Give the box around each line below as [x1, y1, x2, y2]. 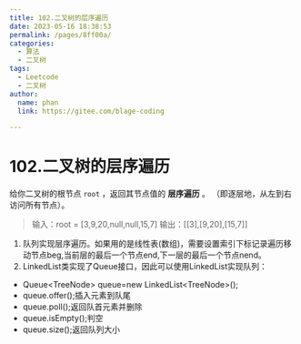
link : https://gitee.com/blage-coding [17, 106, 166, 116]
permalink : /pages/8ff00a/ [9, 30, 112, 39]
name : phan [17, 97, 59, 107]
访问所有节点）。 [9, 199, 70, 210]
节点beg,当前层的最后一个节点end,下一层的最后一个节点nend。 [30, 249, 266, 260]
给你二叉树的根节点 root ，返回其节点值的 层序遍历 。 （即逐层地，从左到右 [9, 188, 293, 199]
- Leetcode [17, 73, 59, 82]
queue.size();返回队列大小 [22, 324, 121, 335]
